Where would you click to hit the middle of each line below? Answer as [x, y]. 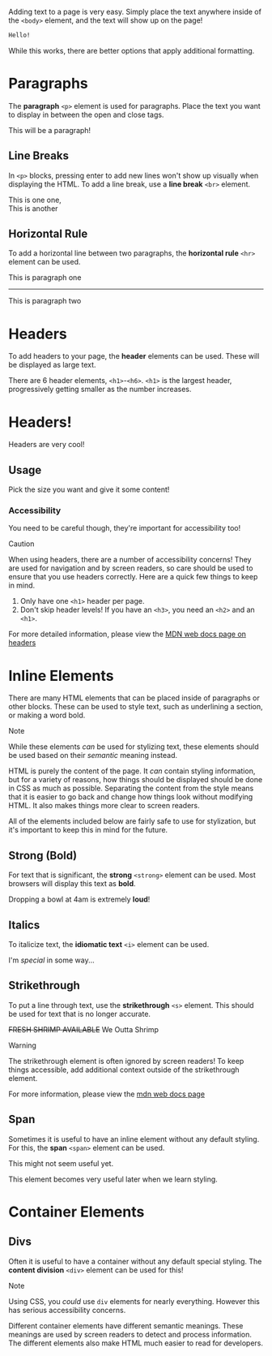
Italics [24, 925]
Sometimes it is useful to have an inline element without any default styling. [134, 1139]
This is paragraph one [45, 278]
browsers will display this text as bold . [72, 884]
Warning [22, 1045]
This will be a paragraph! [50, 130]
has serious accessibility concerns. [67, 1310]
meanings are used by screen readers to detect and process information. [130, 1334]
